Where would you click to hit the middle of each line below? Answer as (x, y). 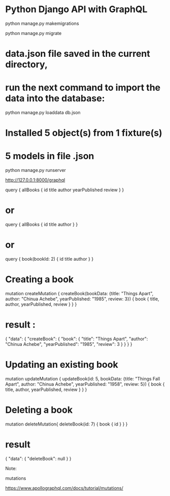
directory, (27, 65)
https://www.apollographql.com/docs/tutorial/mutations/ (64, 488)
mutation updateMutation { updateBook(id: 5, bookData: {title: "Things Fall (83, 378)
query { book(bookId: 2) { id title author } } (49, 259)
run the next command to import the (83, 88)
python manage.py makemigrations (42, 23)
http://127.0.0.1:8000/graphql (35, 180)
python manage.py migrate (33, 33)
